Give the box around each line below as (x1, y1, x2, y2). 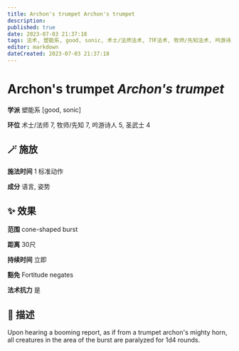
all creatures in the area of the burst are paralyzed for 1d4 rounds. (7, 336, 201, 345)
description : (7, 17, 46, 24)
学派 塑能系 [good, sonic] (7, 105, 82, 114)
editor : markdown (7, 44, 59, 51)
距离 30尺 (7, 240, 36, 249)
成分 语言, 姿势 (7, 182, 51, 190)
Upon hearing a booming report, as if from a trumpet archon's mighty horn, (7, 328, 228, 337)
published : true (7, 24, 55, 31)
